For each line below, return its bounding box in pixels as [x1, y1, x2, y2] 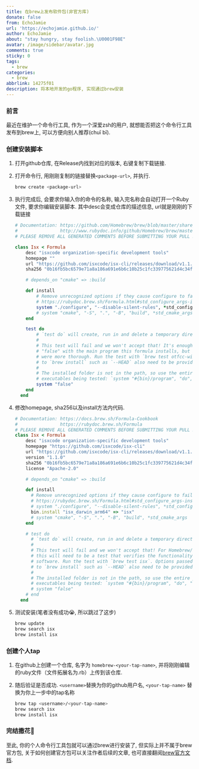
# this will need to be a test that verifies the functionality [30, 553, 193, 559]
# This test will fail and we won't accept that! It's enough [36, 343, 193, 349]
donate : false [6, 14, 41, 20]
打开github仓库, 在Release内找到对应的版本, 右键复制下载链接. [14, 160, 166, 167]
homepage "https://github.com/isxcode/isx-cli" [25, 443, 145, 449]
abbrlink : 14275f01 [6, 81, 54, 87]
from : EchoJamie [6, 20, 46, 26]
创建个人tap [6, 647, 40, 655]
